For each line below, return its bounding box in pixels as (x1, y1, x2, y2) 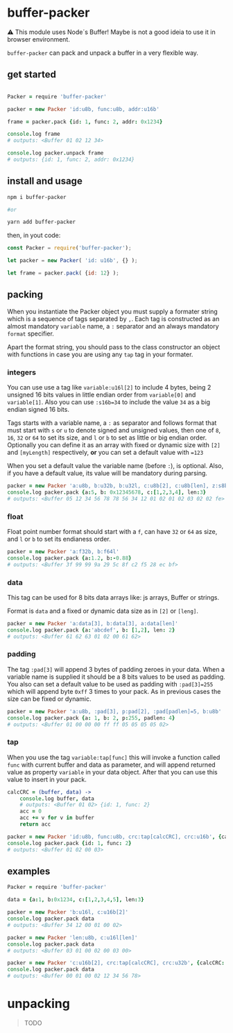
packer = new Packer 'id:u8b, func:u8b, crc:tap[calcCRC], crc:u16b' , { (7, 833, 222, 840)
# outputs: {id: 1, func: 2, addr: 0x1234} (7, 156, 135, 163)
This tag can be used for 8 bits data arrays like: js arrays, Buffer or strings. (7, 593, 220, 601)
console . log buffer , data (19, 795, 95, 802)
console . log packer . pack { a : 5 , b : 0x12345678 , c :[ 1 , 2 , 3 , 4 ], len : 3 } (7, 489, 207, 496)
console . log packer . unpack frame (7, 150, 104, 157)
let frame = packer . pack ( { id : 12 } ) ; (7, 270, 119, 277)
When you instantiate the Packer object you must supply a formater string (7, 307, 218, 315)
